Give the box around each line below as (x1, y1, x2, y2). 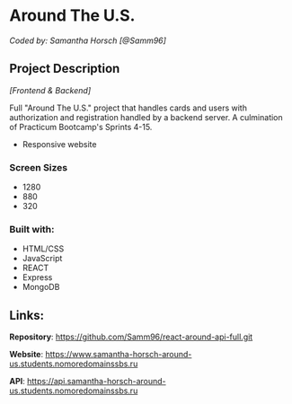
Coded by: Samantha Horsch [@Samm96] (9, 35, 166, 46)
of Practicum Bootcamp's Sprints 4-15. (9, 121, 153, 132)
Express (22, 272, 53, 283)
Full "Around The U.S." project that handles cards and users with (9, 102, 247, 113)
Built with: (9, 223, 55, 235)
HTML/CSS (22, 243, 65, 254)
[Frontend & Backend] (9, 84, 92, 95)
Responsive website (22, 138, 97, 149)
